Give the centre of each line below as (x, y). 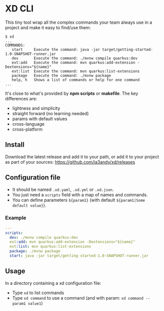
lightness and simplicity (36, 108)
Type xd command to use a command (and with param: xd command (78, 298)
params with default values (40, 119)
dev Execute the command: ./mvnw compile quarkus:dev (75, 58)
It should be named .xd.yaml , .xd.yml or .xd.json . (63, 189)
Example (16, 218)
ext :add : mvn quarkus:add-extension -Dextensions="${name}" (72, 242)
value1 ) (35, 303)
